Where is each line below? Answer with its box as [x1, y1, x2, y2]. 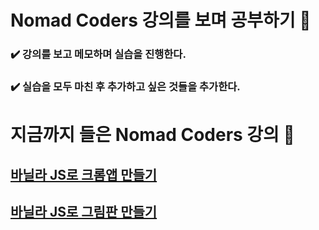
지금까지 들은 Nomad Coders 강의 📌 [10, 124, 295, 146]
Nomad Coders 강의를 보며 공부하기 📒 [10, 9, 312, 32]
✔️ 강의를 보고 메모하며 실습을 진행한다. [10, 47, 187, 61]
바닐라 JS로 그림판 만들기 [10, 204, 158, 220]
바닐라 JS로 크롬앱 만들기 [10, 166, 158, 183]
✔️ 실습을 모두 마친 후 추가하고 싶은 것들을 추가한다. [10, 80, 241, 94]
